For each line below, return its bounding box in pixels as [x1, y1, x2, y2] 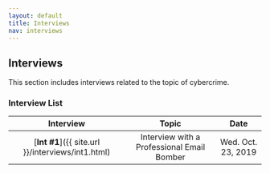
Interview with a [140, 131, 201, 143]
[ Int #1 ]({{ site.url [33, 137, 100, 148]
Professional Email [135, 142, 206, 153]
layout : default [8, 11, 63, 20]
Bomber [155, 151, 186, 163]
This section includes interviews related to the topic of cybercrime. [8, 78, 230, 87]
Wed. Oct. [219, 137, 258, 148]
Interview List [8, 98, 63, 109]
